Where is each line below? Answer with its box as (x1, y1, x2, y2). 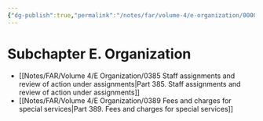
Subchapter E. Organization (7, 44, 192, 62)
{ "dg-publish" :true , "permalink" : (7, 11, 117, 20)
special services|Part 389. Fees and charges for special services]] (18, 104, 233, 113)
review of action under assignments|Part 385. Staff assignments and (18, 79, 241, 88)
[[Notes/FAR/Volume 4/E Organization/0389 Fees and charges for (18, 95, 232, 105)
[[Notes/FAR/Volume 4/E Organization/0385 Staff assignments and (18, 71, 236, 80)
